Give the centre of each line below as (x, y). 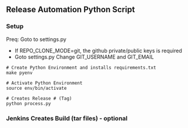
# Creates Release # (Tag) (39, 98)
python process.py (28, 103)
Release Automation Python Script (70, 10)
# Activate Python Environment (44, 83)
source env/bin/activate (36, 88)
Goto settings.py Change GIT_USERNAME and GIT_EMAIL (84, 57)
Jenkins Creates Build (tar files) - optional (67, 118)
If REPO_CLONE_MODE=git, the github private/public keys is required (98, 50)
